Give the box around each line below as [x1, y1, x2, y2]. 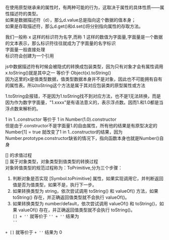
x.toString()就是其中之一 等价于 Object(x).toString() [5, 70, 111, 75]
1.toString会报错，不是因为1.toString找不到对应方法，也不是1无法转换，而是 [5, 93, 161, 99]
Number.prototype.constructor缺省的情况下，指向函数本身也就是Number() [5, 135, 160, 141]
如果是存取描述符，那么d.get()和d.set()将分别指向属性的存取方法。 [5, 23, 144, 29]
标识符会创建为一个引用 [5, 53, 54, 59]
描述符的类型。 [9, 11, 41, 17]
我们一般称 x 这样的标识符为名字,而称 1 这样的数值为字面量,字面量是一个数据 [5, 34, 163, 40]
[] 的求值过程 [5, 152, 32, 158]
